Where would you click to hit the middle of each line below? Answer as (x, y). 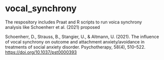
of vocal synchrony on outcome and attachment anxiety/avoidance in (75, 41)
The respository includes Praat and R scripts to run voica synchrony (73, 22)
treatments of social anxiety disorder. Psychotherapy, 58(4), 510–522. (75, 47)
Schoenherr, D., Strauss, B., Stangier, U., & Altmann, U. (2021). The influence (82, 37)
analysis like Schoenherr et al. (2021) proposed (53, 27)
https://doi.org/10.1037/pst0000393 (41, 52)
